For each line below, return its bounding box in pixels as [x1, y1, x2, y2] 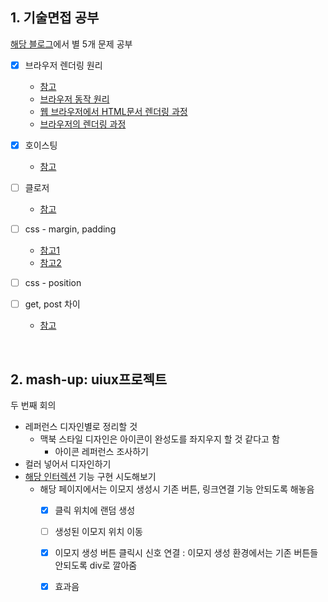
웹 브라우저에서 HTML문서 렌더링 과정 [39, 105, 188, 117]
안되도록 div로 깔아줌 [54, 559, 138, 572]
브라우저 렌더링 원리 [24, 59, 103, 71]
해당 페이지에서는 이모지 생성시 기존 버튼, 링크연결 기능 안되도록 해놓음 [39, 483, 315, 495]
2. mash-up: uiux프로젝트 [10, 371, 168, 388]
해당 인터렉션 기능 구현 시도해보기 [24, 471, 157, 482]
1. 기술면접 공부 [10, 9, 100, 27]
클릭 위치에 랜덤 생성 [54, 504, 136, 516]
